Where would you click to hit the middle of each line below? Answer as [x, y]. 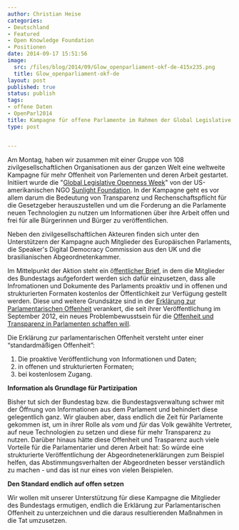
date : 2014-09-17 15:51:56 [47, 54]
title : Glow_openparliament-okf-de [67, 73]
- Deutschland [29, 27]
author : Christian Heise [44, 14]
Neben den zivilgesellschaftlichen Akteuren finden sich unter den [103, 234]
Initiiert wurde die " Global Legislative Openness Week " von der [100, 182]
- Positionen [27, 47]
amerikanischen [31, 190]
